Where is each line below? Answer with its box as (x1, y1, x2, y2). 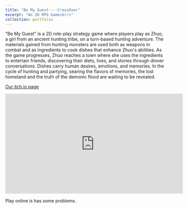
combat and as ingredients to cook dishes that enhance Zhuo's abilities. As (5, 47, 162, 53)
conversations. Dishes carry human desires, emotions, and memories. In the (5, 63, 164, 69)
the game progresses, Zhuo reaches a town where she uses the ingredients (5, 52, 163, 58)
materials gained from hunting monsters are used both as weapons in (5, 42, 151, 48)
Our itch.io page (5, 84, 39, 90)
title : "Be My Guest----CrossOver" (5, 7, 81, 13)
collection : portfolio (5, 17, 53, 22)
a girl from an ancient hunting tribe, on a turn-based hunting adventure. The (5, 36, 164, 42)
